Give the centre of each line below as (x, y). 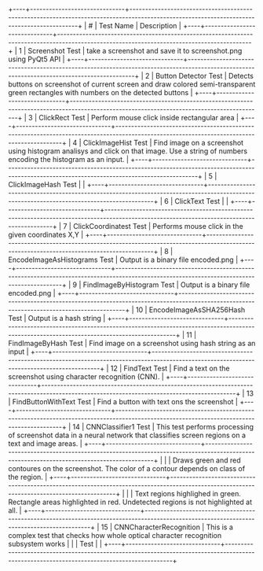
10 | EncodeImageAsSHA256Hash (191, 310)
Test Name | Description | (140, 26)
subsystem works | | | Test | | (55, 544)
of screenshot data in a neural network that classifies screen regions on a (127, 435)
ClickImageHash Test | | (47, 184)
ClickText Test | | (202, 201)
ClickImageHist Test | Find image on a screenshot (163, 143)
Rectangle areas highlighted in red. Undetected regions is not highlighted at (130, 502)
